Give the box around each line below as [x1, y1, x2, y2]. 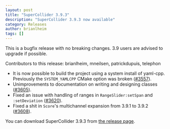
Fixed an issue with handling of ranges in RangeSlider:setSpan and [12, 92, 153, 98]
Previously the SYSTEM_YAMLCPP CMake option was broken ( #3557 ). [12, 76, 152, 82]
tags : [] [5, 31, 24, 36]
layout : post [5, 7, 33, 13]
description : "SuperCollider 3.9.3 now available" [5, 17, 115, 22]
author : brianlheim [5, 27, 47, 32]
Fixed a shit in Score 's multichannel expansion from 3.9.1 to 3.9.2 [12, 103, 149, 109]
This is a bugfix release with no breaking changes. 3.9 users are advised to [5, 45, 163, 51]
